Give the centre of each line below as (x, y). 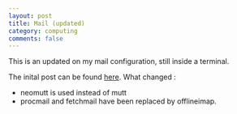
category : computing (43, 31)
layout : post (30, 16)
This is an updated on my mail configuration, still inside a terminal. (119, 61)
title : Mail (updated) (47, 23)
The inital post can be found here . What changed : (93, 77)
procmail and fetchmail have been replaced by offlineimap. (118, 101)
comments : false (36, 38)
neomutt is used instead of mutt (73, 93)
